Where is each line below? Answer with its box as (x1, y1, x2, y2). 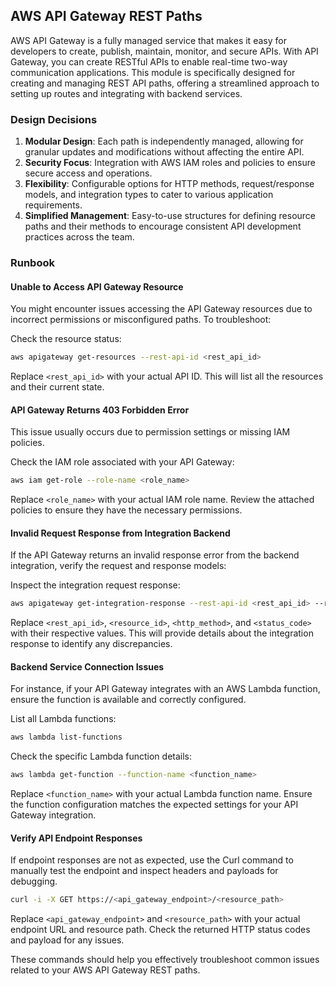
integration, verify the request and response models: (10, 560, 227, 572)
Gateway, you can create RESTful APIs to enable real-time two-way (10, 55, 288, 68)
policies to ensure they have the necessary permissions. (10, 504, 243, 516)
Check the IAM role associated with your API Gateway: (10, 456, 235, 468)
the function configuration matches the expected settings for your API (10, 799, 299, 811)
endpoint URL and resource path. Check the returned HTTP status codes (10, 924, 311, 936)
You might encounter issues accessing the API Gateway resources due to (10, 303, 313, 315)
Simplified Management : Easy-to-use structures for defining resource (24, 210, 317, 222)
